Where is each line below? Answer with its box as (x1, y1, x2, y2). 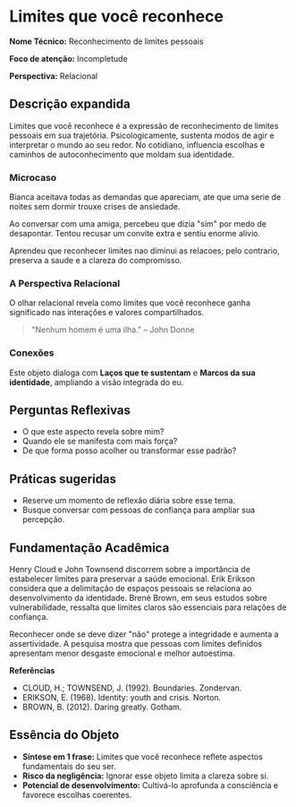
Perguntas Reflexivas (9, 403, 131, 418)
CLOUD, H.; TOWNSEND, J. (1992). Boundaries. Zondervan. (21, 683, 242, 693)
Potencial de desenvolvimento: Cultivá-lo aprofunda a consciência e (21, 779, 279, 790)
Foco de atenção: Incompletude (9, 53, 128, 64)
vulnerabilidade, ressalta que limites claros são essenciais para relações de (9, 602, 287, 613)
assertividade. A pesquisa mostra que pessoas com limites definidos (9, 639, 262, 649)
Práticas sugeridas (9, 471, 117, 486)
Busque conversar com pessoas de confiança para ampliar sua (21, 504, 256, 516)
